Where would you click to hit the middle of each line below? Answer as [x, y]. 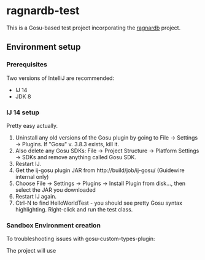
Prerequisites [27, 65]
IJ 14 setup [23, 112]
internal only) [32, 176]
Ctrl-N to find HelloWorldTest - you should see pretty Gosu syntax [99, 203]
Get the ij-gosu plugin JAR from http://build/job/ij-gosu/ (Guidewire [100, 170]
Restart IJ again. [36, 196]
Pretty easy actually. [32, 125]
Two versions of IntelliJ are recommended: [60, 78]
